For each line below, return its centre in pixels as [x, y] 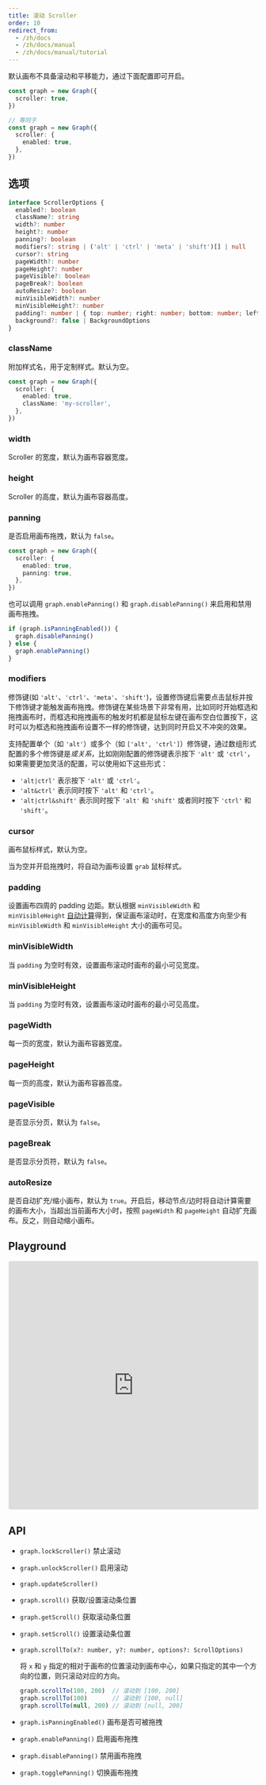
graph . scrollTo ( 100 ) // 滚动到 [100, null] [101, 1698]
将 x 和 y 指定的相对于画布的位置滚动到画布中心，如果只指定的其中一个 [135, 1666]
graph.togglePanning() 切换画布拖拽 [79, 1772]
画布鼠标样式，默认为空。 [50, 849]
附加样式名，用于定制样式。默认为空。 [70, 367]
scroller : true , [42, 98]
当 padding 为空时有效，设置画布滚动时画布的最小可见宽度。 [106, 964]
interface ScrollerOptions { [56, 202]
